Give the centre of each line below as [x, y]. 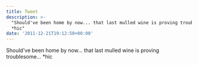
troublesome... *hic [29, 57]
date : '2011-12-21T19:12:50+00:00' [50, 34]
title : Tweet [22, 12]
